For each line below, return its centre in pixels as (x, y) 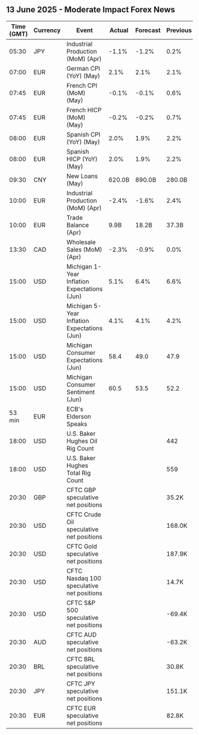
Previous (179, 30)
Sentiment (81, 392)
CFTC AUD (81, 635)
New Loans (82, 176)
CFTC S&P (81, 603)
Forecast (148, 30)
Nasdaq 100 (84, 578)
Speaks (77, 424)
